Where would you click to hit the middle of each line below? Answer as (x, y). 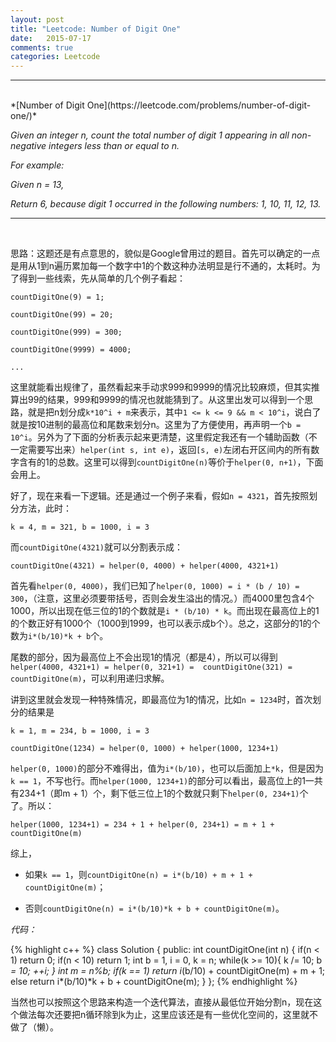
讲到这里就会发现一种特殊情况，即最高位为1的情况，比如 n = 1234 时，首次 (161, 700)
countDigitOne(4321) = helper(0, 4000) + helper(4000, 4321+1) (145, 566)
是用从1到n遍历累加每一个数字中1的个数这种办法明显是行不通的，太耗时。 (161, 266)
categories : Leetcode (55, 57)
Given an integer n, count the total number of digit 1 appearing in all (150, 135)
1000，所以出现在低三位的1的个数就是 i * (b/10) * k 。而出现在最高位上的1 (165, 611)
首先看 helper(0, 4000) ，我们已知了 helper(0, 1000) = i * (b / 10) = (155, 586)
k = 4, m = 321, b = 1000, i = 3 (80, 527)
